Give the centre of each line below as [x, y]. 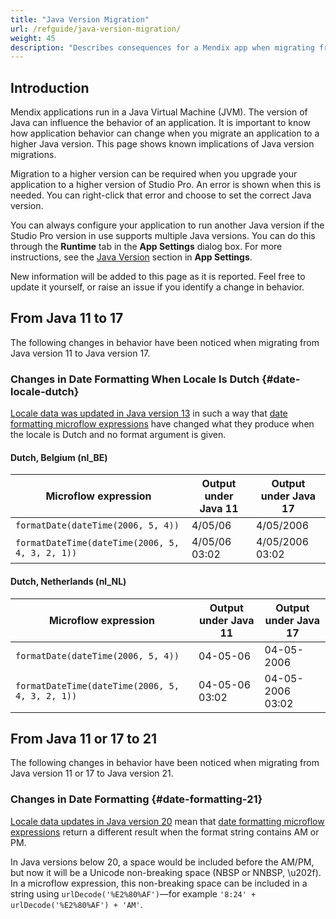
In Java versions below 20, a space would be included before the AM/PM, [162, 862]
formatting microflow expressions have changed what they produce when [162, 424]
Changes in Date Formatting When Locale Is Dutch [135, 379]
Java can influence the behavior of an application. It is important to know [160, 123]
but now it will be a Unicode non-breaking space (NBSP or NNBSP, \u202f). [166, 872]
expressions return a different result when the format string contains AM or [165, 832]
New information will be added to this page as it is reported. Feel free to [158, 277]
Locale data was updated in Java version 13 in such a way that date [149, 413]
